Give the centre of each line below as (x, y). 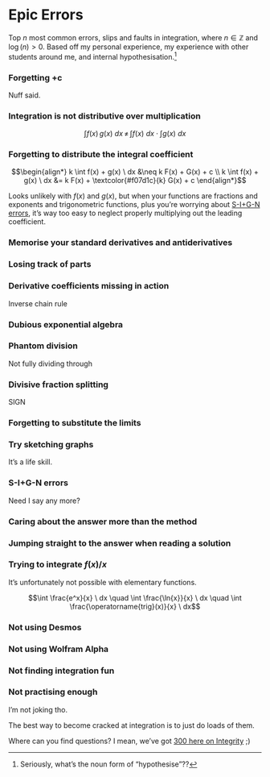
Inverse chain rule (38, 303)
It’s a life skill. (31, 462)
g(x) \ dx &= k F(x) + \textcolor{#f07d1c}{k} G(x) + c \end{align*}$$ (135, 181)
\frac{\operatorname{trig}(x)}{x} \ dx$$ (135, 606)
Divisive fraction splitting (58, 384)
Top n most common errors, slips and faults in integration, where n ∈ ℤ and (133, 37)
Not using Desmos (45, 627)
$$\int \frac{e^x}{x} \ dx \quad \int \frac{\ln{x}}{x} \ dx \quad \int (135, 597)
